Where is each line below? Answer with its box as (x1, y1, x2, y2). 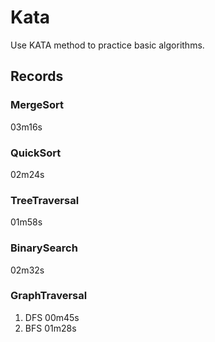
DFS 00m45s (24, 311, 80, 323)
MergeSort (10, 98, 65, 112)
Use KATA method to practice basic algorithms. (10, 39, 205, 51)
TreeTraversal (10, 193, 80, 207)
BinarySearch (10, 241, 78, 255)
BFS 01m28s (24, 322, 77, 334)
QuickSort (10, 146, 62, 160)
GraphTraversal (10, 289, 88, 303)
